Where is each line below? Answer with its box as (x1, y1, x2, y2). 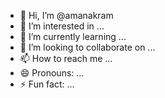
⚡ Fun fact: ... (19, 78, 75, 90)
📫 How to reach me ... (19, 53, 113, 64)
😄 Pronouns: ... (19, 67, 85, 79)
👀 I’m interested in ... (19, 20, 105, 32)
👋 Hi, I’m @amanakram (19, 10, 114, 21)
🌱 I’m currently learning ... (19, 31, 127, 42)
